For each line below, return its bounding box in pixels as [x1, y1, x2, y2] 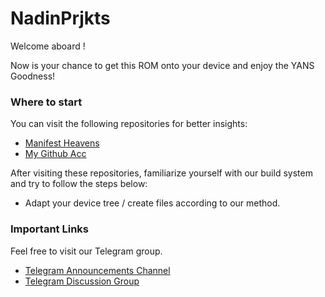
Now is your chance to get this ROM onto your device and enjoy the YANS [10, 59, 315, 71]
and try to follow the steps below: [10, 178, 148, 190]
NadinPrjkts [10, 7, 111, 30]
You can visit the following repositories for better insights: [10, 118, 248, 130]
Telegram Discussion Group [24, 275, 140, 287]
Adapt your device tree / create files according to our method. [24, 197, 281, 209]
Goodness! [10, 70, 56, 82]
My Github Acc [24, 148, 87, 160]
